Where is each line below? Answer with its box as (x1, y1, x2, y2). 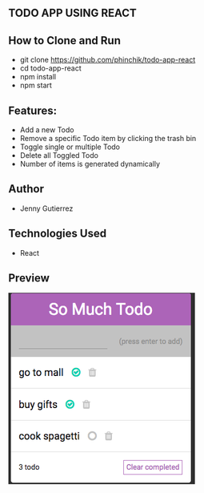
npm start (19, 80, 52, 91)
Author (8, 182, 44, 196)
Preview (8, 272, 50, 285)
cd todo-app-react (19, 63, 82, 73)
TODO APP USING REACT (8, 6, 138, 20)
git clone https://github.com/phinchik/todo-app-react (19, 55, 196, 65)
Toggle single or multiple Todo (19, 142, 121, 152)
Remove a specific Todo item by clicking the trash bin (19, 134, 197, 143)
